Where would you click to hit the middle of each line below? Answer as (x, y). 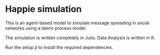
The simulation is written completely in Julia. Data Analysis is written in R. (80, 38)
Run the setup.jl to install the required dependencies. (59, 47)
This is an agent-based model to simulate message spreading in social (77, 23)
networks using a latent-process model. (46, 28)
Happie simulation (43, 9)
